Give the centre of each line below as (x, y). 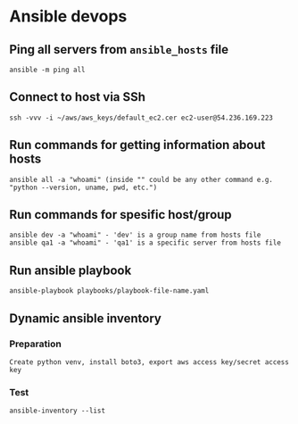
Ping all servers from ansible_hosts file (119, 50)
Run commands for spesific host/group (120, 215)
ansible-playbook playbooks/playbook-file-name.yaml (109, 291)
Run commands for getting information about (137, 145)
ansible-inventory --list (57, 411)
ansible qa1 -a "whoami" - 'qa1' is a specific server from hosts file (145, 243)
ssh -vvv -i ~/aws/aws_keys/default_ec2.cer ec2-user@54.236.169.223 (141, 118)
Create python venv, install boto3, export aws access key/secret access (149, 362)
